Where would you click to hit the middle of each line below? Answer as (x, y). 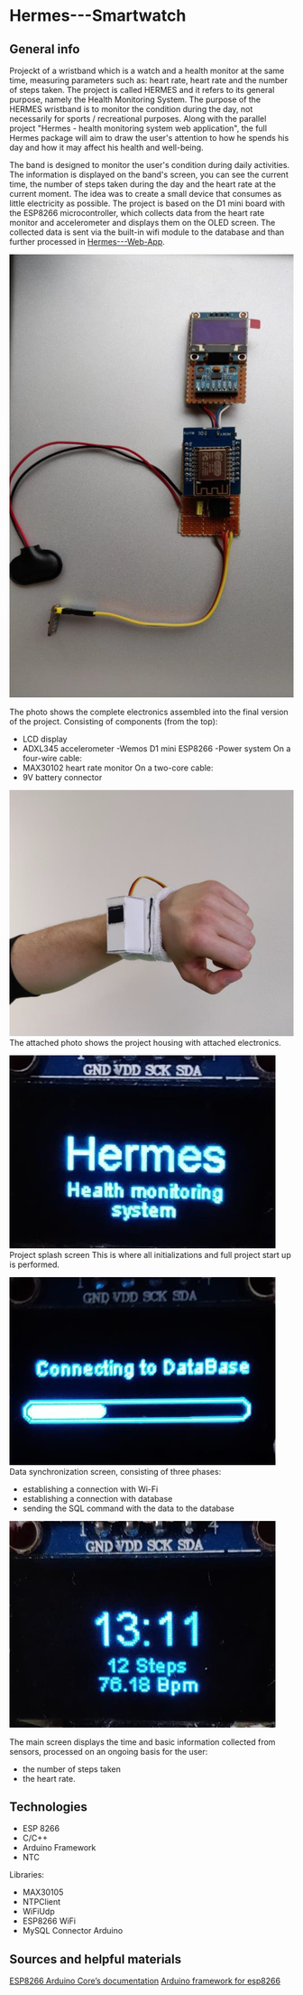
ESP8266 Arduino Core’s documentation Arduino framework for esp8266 (145, 1981)
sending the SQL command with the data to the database (128, 1508)
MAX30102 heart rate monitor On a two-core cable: (118, 768)
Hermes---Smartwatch (98, 16)
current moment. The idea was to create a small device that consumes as (146, 194)
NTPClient (41, 1902)
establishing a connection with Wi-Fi (90, 1489)
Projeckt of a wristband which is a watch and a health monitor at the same (147, 70)
